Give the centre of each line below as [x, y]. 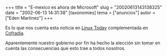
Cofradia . [15, 33]
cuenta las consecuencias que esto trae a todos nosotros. [66, 48]
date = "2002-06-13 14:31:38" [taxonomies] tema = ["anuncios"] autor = [80, 13]
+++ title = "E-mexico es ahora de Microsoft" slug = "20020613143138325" [84, 7]
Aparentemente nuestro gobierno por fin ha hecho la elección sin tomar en [83, 43]
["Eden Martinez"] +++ [29, 18]
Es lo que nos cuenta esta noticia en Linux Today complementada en [77, 28]
